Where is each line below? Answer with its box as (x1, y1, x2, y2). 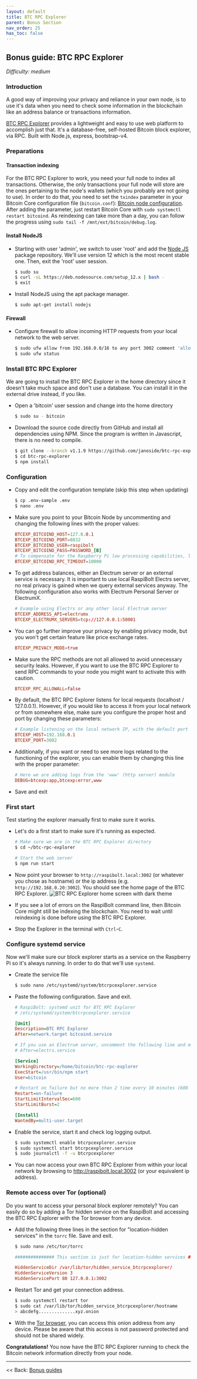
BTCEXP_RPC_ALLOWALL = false (14, 686, 81, 692)
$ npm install (14, 458, 49, 465)
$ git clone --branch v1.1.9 (14, 448, 86, 454)
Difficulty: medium (6, 68, 51, 75)
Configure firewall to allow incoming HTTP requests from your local (14, 328, 178, 335)
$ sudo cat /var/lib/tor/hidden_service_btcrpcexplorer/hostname (14, 1303, 178, 1309)
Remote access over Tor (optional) (6, 1188, 107, 1197)
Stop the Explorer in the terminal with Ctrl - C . (14, 925, 123, 932)
